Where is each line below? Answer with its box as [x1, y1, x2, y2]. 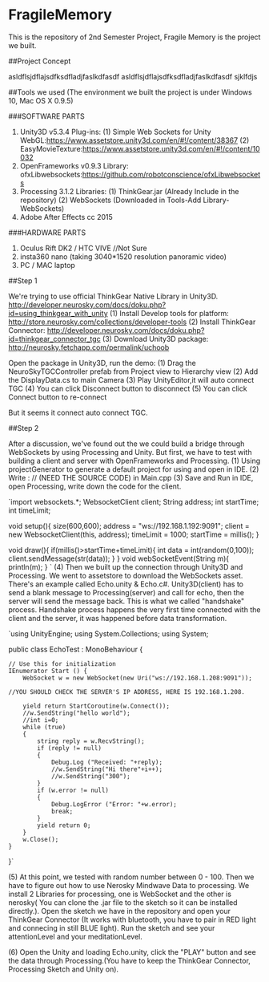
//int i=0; [22, 716, 59, 724]
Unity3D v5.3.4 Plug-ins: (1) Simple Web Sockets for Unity [19, 127, 211, 136]
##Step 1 [8, 275, 38, 286]
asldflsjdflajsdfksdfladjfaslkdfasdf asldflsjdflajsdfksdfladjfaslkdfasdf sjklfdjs [8, 71, 258, 81]
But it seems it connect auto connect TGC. [8, 408, 148, 417]
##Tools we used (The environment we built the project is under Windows [8, 87, 252, 97]
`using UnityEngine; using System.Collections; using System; [8, 628, 209, 639]
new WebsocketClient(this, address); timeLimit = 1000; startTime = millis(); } [8, 530, 259, 539]
